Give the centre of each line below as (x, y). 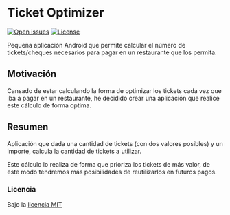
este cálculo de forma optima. (49, 105)
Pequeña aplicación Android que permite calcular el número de (96, 45)
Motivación (32, 74)
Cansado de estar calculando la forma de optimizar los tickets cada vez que (114, 90)
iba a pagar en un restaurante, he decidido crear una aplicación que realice (113, 98)
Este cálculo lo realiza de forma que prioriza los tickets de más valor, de (109, 164)
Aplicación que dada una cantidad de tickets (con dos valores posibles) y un (115, 143)
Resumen (28, 127)
